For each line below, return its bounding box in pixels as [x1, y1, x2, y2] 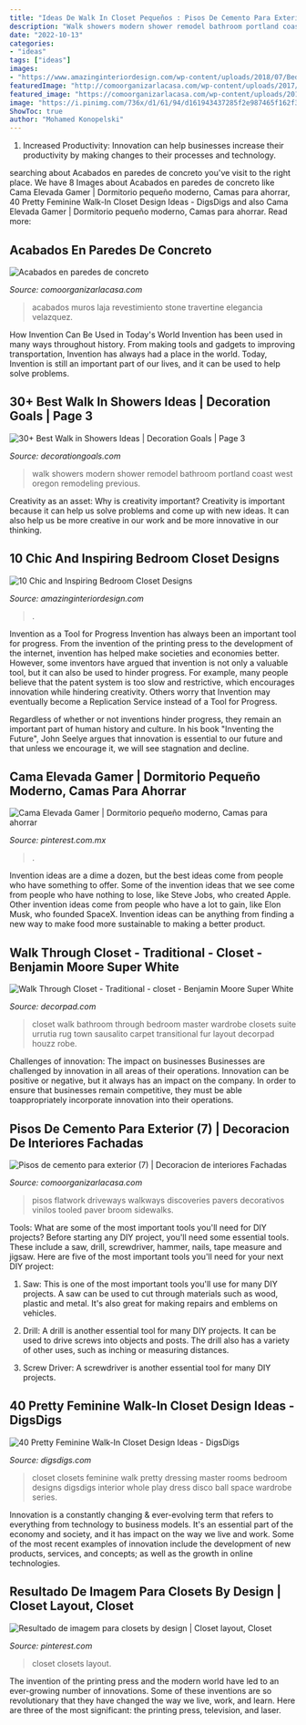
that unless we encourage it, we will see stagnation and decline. [9, 742, 250, 753]
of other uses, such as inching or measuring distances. [22, 1345, 229, 1355]
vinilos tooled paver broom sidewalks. [31, 1204, 175, 1215]
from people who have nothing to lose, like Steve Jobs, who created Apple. [9, 890, 291, 901]
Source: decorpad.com [9, 1001, 97, 1012]
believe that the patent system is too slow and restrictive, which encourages [9, 677, 295, 687]
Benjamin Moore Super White [9, 959, 179, 975]
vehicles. [22, 1307, 57, 1318]
